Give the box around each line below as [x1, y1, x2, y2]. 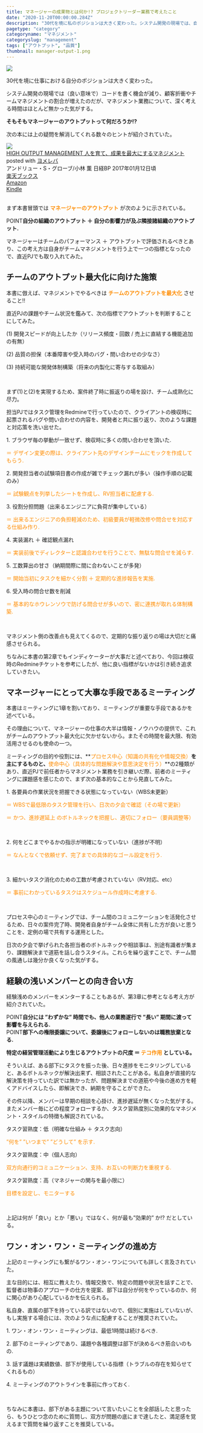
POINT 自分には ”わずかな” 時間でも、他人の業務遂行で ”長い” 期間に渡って [6, 1013, 192, 1021]
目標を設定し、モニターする [6, 1189, 76, 1197]
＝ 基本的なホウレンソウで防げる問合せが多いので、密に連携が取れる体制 [6, 600, 188, 608]
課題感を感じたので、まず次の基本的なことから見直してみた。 [22, 775, 176, 783]
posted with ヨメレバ [6, 157, 59, 164]
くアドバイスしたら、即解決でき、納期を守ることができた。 [6, 1085, 154, 1092]
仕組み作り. [11, 523, 40, 530]
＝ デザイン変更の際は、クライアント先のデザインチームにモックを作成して [6, 449, 193, 457]
